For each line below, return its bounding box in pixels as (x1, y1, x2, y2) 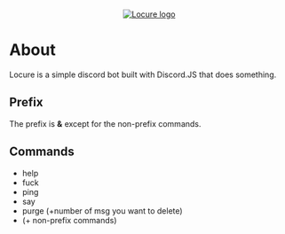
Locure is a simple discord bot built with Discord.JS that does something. (9, 69, 277, 80)
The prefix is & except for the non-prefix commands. (9, 118, 202, 129)
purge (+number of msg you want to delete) (21, 205, 184, 216)
